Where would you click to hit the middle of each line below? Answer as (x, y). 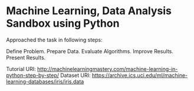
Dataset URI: (75, 75)
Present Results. (26, 57)
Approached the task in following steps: (54, 40)
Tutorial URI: (21, 69)
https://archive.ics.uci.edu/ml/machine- (139, 75)
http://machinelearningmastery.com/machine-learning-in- (108, 69)
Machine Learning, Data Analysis (89, 11)
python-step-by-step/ (33, 75)
